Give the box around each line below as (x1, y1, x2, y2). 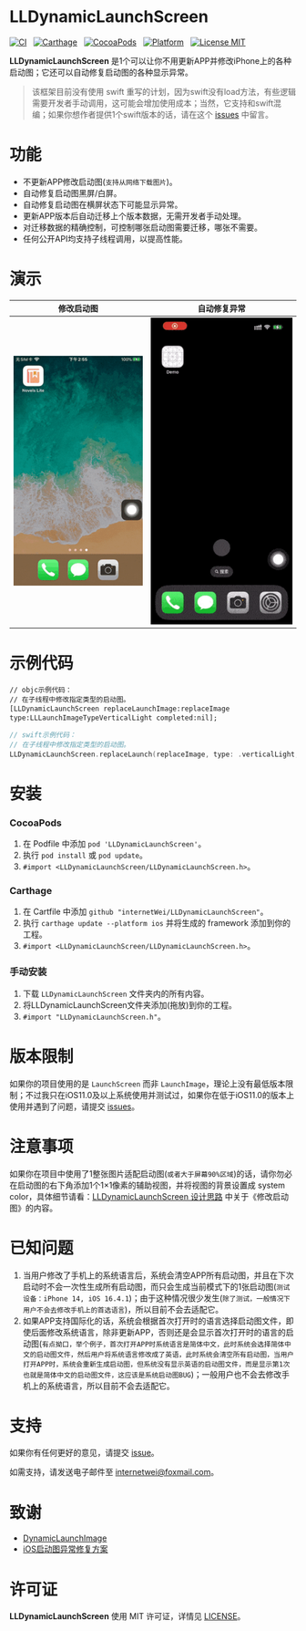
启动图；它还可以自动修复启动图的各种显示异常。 (9, 67, 193, 78)
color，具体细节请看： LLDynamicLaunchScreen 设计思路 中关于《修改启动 (9, 1190, 290, 1201)
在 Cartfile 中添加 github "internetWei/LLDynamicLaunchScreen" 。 (22, 906, 269, 918)
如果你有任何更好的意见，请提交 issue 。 (9, 1448, 159, 1459)
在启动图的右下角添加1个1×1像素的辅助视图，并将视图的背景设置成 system (9, 1179, 285, 1190)
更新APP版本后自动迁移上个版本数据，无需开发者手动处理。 (22, 210, 247, 221)
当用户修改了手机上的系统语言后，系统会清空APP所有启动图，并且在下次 (22, 1270, 294, 1281)
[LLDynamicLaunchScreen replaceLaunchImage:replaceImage (9, 704, 230, 713)
